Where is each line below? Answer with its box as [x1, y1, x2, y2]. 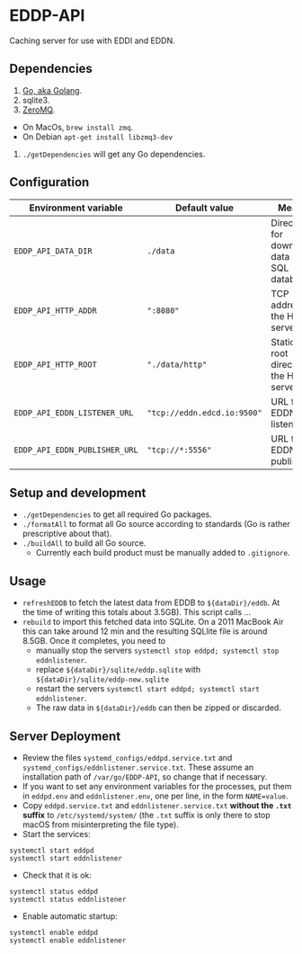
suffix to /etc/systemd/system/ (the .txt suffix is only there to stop [22, 810, 271, 820]
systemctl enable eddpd [9, 928, 99, 937]
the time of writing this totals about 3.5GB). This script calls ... [22, 607, 252, 618]
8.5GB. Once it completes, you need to [22, 636, 166, 646]
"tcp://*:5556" [147, 444, 212, 455]
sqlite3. [22, 94, 50, 105]
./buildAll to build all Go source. [22, 538, 147, 548]
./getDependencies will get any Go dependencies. [22, 148, 206, 159]
